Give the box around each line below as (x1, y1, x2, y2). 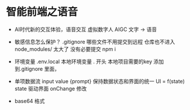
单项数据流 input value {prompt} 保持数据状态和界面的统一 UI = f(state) (14, 77, 185, 85)
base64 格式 (14, 97, 45, 104)
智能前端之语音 (6, 5, 78, 19)
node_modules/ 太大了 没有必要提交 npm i (14, 45, 116, 53)
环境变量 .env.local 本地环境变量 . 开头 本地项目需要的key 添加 (14, 58, 164, 65)
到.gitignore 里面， (14, 65, 60, 72)
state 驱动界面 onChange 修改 (14, 85, 87, 92)
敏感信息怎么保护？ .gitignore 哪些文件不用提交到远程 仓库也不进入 (14, 38, 175, 45)
